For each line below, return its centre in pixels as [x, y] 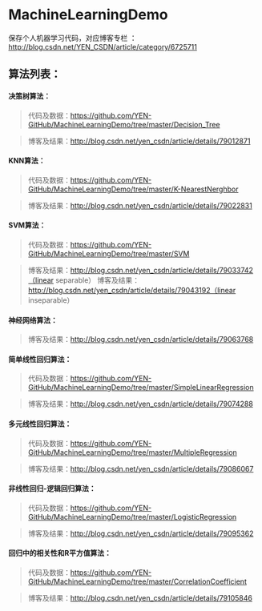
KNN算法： [27, 161]
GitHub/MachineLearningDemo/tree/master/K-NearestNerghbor [133, 189]
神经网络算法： [33, 320]
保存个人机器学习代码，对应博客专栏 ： [73, 38]
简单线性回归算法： [40, 359]
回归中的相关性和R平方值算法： [60, 553]
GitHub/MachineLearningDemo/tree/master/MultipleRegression [133, 452]
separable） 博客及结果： [98, 280]
